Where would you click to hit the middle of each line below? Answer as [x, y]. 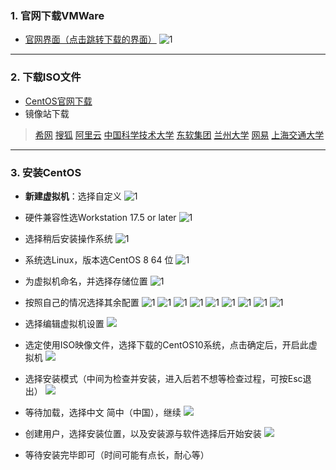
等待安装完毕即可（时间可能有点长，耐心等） [117, 454]
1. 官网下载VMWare [57, 15]
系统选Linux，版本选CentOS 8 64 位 [99, 259]
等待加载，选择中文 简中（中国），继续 [103, 412]
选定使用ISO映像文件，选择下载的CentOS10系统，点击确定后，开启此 [166, 344]
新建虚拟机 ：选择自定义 [73, 196]
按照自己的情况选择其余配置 [82, 302]
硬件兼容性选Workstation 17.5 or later [100, 217]
